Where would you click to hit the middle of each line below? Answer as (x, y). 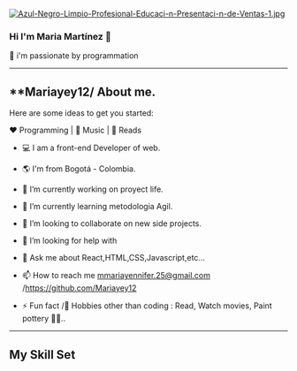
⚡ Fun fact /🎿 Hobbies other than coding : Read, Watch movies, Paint (147, 306)
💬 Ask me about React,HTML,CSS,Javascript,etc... (114, 258)
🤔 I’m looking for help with (69, 241)
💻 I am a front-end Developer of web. (91, 148)
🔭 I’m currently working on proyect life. (92, 189)
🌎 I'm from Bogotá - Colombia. (79, 169)
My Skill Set (42, 355)
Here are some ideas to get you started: (82, 113)
